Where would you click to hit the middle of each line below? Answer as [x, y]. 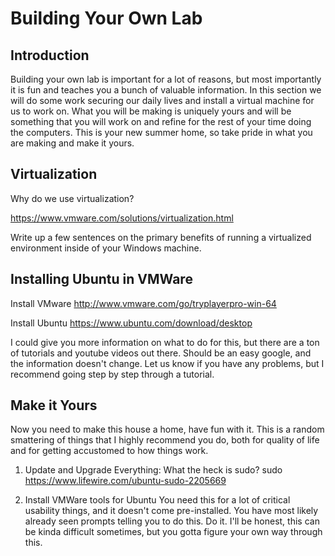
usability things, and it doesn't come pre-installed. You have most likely [171, 511]
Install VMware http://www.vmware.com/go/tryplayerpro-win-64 [143, 303]
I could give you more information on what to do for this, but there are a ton [165, 342]
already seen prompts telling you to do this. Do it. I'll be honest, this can [172, 521]
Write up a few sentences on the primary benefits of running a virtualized [161, 237]
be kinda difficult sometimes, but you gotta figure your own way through [173, 532]
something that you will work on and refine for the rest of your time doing [161, 121]
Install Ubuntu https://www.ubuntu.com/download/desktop [131, 323]
